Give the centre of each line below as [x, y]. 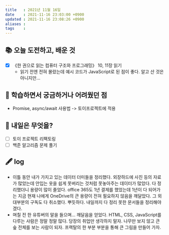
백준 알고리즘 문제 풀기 [35, 145]
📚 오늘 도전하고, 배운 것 [40, 50]
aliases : [16, 24]
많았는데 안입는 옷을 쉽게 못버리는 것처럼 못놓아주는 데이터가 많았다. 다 [87, 183]
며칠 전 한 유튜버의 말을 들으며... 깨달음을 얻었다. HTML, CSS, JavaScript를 [87, 214]
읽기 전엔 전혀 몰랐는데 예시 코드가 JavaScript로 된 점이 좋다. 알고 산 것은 [92, 72]
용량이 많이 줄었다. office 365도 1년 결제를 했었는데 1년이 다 [89, 189]
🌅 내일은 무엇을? [29, 126]
